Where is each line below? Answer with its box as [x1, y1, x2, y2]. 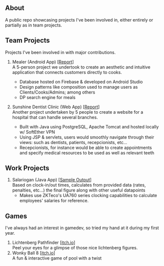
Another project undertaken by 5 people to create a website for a [12, 109, 143, 115]
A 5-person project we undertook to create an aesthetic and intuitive [12, 64, 151, 70]
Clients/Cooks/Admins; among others [19, 89, 95, 95]
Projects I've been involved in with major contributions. [5, 49, 116, 55]
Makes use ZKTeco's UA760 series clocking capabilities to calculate [19, 193, 158, 198]
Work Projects [5, 164, 50, 172]
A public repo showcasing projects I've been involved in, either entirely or [5, 17, 153, 23]
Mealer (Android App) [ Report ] [12, 59, 74, 65]
